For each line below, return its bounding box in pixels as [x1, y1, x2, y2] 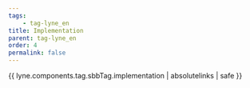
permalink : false [8, 49, 66, 57]
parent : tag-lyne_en [8, 34, 77, 42]
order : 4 [8, 42, 38, 50]
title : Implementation [8, 26, 84, 34]
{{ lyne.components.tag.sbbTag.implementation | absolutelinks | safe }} [8, 71, 243, 80]
